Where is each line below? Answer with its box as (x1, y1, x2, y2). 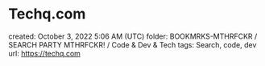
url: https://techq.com (8, 48, 81, 58)
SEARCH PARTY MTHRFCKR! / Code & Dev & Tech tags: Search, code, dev (8, 39, 257, 49)
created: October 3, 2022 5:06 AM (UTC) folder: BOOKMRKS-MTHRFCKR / (8, 31, 258, 41)
